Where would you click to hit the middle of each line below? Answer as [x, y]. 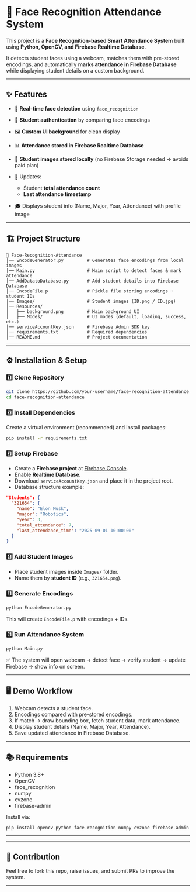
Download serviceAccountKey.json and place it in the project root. [94, 481]
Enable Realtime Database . [48, 475]
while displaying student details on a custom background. [75, 70]
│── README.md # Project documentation [77, 337]
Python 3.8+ [29, 774]
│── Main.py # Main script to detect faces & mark [94, 271]
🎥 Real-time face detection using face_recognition [76, 108]
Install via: [18, 817]
